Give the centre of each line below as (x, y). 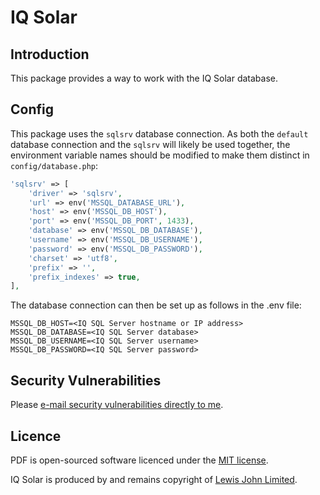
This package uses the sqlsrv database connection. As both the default (159, 133)
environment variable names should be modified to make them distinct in (160, 155)
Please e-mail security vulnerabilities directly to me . (117, 405)
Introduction (50, 54)
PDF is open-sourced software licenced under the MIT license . (139, 460)
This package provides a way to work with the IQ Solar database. (144, 78)
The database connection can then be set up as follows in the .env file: (156, 305)
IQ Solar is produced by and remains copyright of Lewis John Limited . (154, 479)
